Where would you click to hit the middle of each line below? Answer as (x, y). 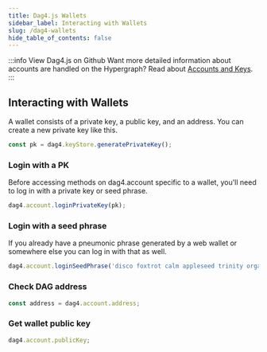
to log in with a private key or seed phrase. (78, 191)
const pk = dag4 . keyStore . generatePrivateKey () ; (90, 145)
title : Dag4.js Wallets (48, 16)
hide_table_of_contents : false (60, 38)
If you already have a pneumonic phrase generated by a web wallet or (123, 243)
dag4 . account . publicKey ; (49, 340)
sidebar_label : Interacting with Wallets (78, 23)
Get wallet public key (50, 323)
